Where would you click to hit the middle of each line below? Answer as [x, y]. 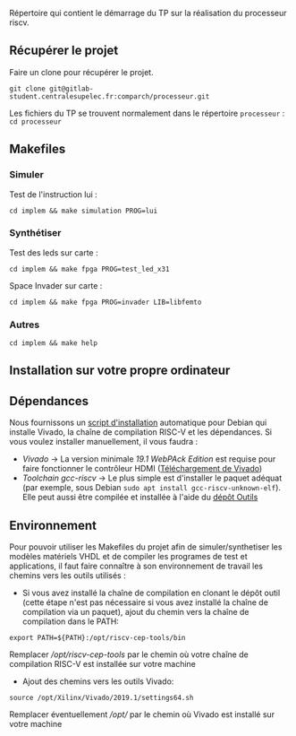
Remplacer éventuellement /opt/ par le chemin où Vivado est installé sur [142, 714]
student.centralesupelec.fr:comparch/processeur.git [110, 96]
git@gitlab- [71, 89]
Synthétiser [35, 233]
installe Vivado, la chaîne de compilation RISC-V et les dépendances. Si [141, 432]
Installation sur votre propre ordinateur [120, 371]
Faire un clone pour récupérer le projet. [81, 72]
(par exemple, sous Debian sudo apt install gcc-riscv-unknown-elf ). [152, 488]
